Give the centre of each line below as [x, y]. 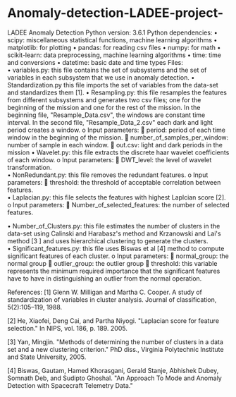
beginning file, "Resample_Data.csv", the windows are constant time [106, 115]
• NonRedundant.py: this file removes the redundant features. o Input [108, 175]
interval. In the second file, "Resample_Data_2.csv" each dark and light [110, 122]
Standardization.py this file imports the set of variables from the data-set [113, 85]
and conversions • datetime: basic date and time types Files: [95, 62]
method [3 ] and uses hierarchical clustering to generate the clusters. [108, 240]
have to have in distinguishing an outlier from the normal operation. [105, 278]
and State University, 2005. [47, 357]
